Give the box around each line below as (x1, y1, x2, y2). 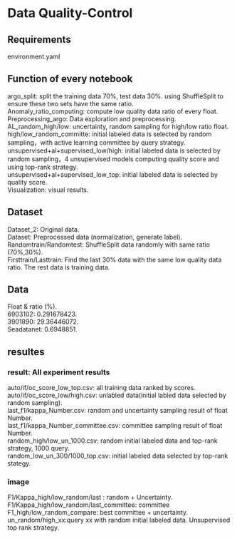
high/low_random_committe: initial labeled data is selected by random (7, 130, 212, 138)
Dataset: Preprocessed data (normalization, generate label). (7, 232, 183, 241)
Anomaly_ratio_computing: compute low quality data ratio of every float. (7, 107, 218, 115)
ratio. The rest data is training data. (7, 262, 110, 272)
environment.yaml (7, 52, 60, 61)
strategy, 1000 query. (7, 444, 70, 453)
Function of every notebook (7, 73, 133, 85)
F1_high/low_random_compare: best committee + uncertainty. (7, 508, 189, 517)
